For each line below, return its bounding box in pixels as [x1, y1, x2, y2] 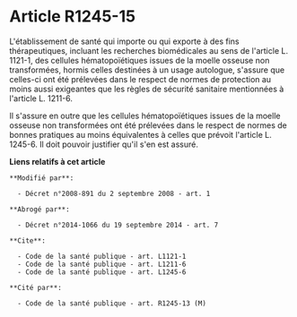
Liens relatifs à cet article [9, 156, 106, 167]
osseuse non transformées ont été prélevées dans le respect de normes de [9, 119, 287, 131]
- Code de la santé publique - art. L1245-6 [17, 267, 187, 277]
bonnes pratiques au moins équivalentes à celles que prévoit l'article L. [9, 129, 272, 140]
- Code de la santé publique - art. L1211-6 [17, 260, 187, 269]
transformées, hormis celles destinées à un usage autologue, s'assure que [9, 64, 285, 75]
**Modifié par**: [9, 173, 74, 183]
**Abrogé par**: [9, 204, 70, 214]
